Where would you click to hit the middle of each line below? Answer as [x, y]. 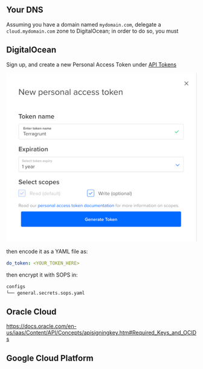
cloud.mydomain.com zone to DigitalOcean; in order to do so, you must [92, 31]
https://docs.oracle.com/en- [41, 326]
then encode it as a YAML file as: [47, 252]
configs [16, 286]
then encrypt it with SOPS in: [42, 275]
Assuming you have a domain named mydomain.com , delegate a [84, 24]
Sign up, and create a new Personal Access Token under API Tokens [92, 64]
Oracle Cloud [31, 312]
